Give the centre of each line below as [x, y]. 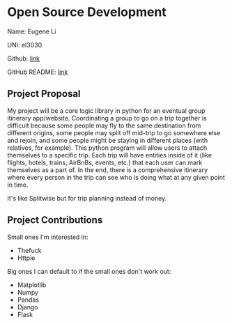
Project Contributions [55, 220]
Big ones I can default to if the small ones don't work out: [89, 271]
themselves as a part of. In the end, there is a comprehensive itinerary [108, 170]
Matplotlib [32, 285]
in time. [18, 185]
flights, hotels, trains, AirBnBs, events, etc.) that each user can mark [105, 162]
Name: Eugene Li [32, 31]
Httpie [26, 258]
